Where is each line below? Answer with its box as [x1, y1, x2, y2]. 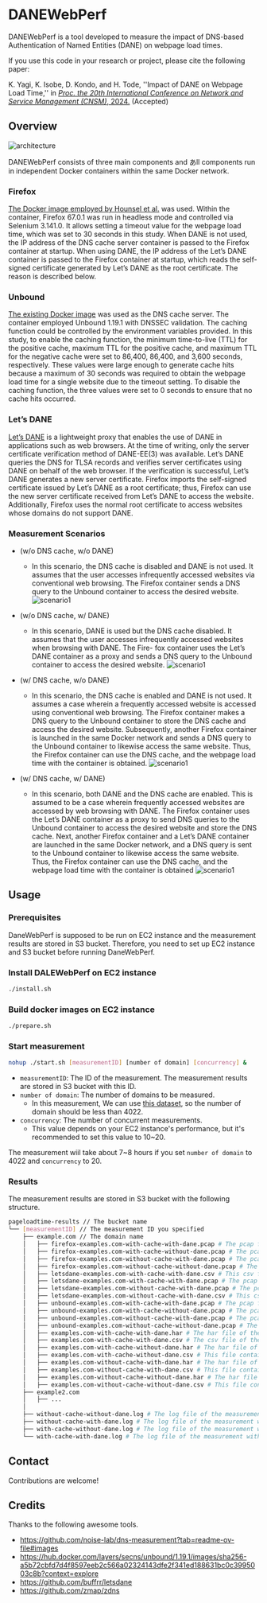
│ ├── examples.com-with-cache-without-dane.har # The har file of [22, 1344, 258, 1352]
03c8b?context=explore [19, 1569, 99, 1578]
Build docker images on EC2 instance [8, 1004, 155, 1015]
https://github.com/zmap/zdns [19, 1585, 120, 1596]
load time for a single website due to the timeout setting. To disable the [8, 377, 241, 387]
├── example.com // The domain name [22, 1233, 145, 1241]
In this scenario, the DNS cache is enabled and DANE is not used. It [31, 691, 253, 700]
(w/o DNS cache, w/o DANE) [19, 546, 114, 555]
